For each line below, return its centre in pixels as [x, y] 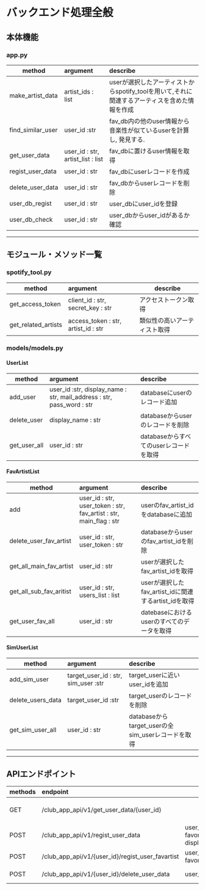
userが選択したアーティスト [149, 82]
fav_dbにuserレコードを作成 [149, 171]
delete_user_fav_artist [41, 540]
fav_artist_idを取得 [167, 571]
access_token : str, [95, 321]
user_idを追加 [149, 684]
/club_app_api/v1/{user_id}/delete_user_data [106, 874]
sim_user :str [86, 683]
